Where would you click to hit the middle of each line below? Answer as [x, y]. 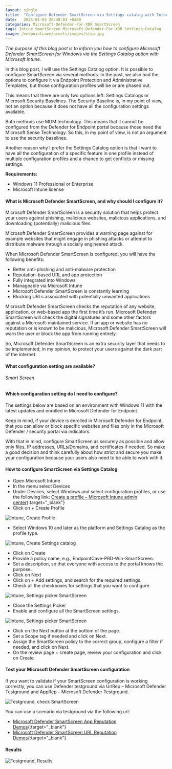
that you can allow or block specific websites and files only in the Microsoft [85, 426]
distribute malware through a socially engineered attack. [65, 244]
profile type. [26, 533]
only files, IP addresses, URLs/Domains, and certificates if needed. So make [85, 447]
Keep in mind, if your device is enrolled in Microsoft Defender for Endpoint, [84, 421]
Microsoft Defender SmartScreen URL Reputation [64, 733]
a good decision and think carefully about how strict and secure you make [83, 452]
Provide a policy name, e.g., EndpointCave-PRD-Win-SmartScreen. [83, 558]
